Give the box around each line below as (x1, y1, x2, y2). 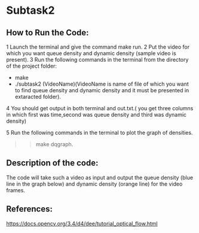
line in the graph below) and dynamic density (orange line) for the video (6, 180, 183, 187)
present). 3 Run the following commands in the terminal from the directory (6, 56, 189, 63)
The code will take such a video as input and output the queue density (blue (6, 174, 193, 181)
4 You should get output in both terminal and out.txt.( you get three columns (6, 105, 194, 111)
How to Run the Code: (6, 28, 89, 38)
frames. (6, 186, 26, 193)
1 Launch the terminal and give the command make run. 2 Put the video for (6, 43, 190, 50)
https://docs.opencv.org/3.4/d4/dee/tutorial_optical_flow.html (6, 220, 158, 227)
